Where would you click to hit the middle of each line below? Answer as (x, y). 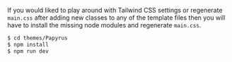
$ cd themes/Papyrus (38, 38)
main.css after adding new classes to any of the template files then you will (116, 18)
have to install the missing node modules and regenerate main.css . (104, 25)
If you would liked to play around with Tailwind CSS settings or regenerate (115, 10)
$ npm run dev (28, 51)
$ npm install (28, 44)
